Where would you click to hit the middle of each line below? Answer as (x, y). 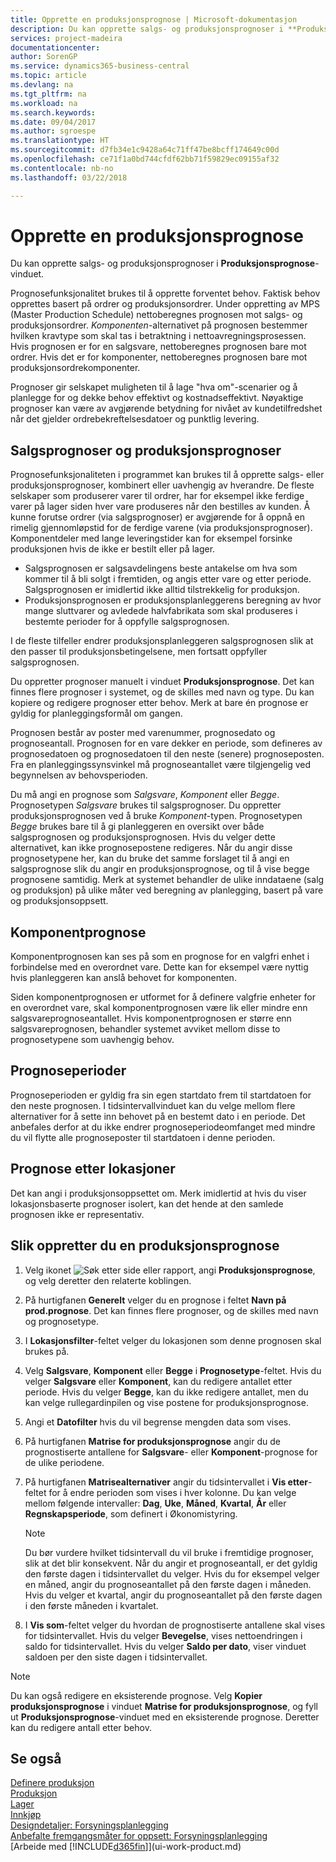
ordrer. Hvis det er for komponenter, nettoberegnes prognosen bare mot (159, 357)
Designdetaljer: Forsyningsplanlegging (89, 1825)
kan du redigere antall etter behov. (81, 1727)
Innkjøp (26, 1815)
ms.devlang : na (42, 85)
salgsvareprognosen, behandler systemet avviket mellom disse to (145, 1029)
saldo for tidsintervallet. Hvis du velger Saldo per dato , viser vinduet (165, 1646)
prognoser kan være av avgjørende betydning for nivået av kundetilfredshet (166, 408)
